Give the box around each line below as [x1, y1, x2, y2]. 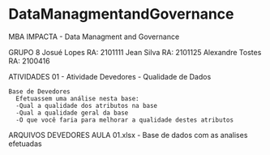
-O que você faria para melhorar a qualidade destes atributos [15, 115, 234, 124]
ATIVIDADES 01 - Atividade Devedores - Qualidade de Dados [8, 71, 212, 81]
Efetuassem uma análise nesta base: [15, 94, 139, 102]
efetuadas [8, 139, 42, 149]
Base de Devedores [8, 87, 71, 96]
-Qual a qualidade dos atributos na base [15, 101, 158, 110]
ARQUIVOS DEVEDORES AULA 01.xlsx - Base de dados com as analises [8, 130, 248, 140]
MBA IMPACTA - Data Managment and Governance [8, 32, 180, 41]
